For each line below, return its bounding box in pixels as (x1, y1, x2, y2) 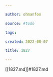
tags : (5, 30, 16, 35)
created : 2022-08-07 (5, 39, 48, 44)
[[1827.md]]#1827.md (5, 66, 48, 72)
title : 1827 (5, 48, 30, 53)
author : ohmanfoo (5, 12, 41, 17)
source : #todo (5, 21, 35, 26)
